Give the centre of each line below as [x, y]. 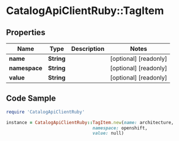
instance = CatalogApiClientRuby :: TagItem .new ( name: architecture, [90, 122]
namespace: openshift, [120, 128]
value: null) [109, 133]
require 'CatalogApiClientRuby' [45, 112]
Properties [26, 32]
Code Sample [31, 99]
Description [88, 49]
